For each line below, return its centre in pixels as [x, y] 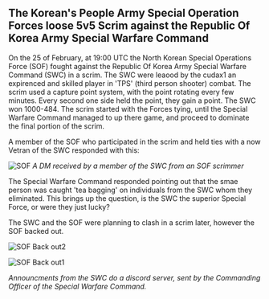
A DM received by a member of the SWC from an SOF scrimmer [138, 166]
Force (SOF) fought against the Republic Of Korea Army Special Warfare [128, 66]
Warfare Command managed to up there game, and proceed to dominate [129, 117]
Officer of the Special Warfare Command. [77, 286]
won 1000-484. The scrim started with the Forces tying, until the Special [128, 109]
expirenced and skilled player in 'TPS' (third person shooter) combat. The [130, 83]
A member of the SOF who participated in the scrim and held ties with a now [134, 141]
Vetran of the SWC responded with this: [74, 150]
